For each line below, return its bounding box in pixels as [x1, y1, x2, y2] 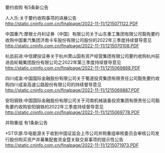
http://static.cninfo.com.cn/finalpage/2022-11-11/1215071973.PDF [5, 142, 139, 148]
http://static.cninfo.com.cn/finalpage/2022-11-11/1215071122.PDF [5, 20, 138, 26]
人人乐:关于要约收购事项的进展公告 [5, 15, 77, 21]
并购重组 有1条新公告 [5, 119, 48, 125]
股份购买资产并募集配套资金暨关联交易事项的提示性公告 [9, 136, 123, 142]
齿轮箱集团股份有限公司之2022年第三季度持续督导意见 [9, 59, 121, 65]
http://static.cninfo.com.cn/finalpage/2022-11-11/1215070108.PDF [5, 43, 139, 48]
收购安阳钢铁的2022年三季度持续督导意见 [18, 104, 104, 109]
